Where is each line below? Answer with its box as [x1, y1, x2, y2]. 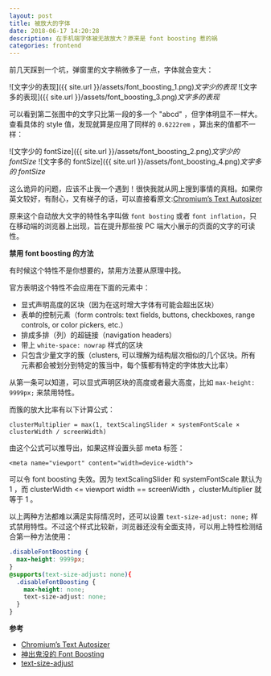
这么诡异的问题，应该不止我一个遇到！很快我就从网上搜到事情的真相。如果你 [9, 184, 263, 194]
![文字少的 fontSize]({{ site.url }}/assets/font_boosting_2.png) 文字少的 [9, 147, 240, 156]
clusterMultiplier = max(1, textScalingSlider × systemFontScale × [9, 421, 240, 429]
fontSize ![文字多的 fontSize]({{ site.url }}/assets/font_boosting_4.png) [9, 156, 240, 166]
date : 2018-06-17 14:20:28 [9, 27, 100, 35]
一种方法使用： [23, 532, 73, 541]
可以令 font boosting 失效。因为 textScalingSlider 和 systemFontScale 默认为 [9, 474, 263, 484]
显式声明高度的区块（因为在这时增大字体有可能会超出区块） [20, 300, 219, 310]
